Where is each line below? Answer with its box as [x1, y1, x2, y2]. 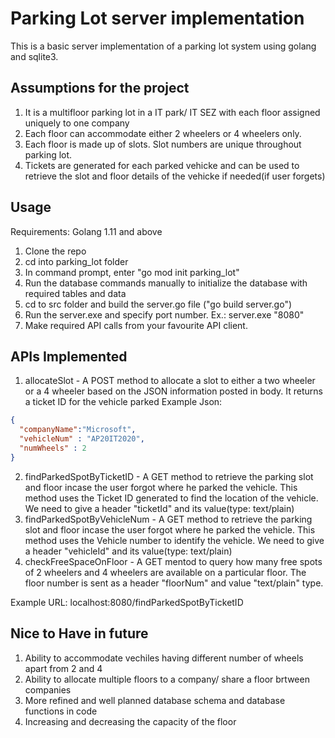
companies [24, 683, 72, 696]
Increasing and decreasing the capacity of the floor [24, 715, 237, 727]
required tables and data [24, 287, 127, 299]
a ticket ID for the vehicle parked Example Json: [24, 396, 223, 408]
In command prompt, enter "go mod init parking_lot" [24, 266, 240, 278]
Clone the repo [24, 245, 87, 257]
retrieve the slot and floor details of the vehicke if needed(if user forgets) [24, 170, 326, 182]
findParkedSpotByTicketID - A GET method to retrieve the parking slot [24, 470, 314, 482]
